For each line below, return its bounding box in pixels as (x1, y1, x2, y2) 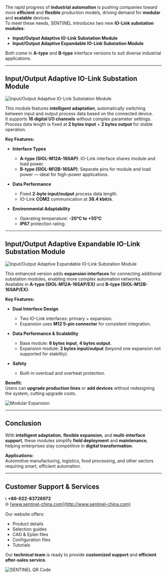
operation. (5, 126, 26, 132)
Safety (12, 360, 27, 366)
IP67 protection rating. (19, 221, 66, 227)
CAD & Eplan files (12, 532, 49, 538)
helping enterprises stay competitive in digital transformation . (5, 443, 133, 449)
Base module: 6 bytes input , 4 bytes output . (19, 340, 112, 346)
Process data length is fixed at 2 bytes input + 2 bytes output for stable (5, 121, 153, 127)
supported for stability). (19, 350, 69, 356)
